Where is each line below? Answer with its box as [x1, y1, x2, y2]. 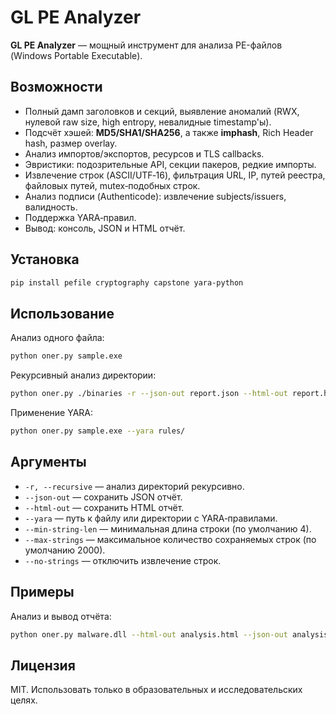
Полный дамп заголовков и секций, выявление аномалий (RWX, [24, 105, 300, 117]
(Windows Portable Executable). [10, 49, 143, 61]
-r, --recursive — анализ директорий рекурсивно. [24, 480, 245, 492]
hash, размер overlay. [24, 137, 118, 149]
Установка [10, 251, 80, 268]
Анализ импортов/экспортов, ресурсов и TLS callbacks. [24, 147, 265, 160]
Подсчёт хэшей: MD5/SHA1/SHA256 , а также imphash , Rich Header [24, 126, 314, 138]
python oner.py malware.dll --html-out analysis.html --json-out [10, 629, 288, 640]
